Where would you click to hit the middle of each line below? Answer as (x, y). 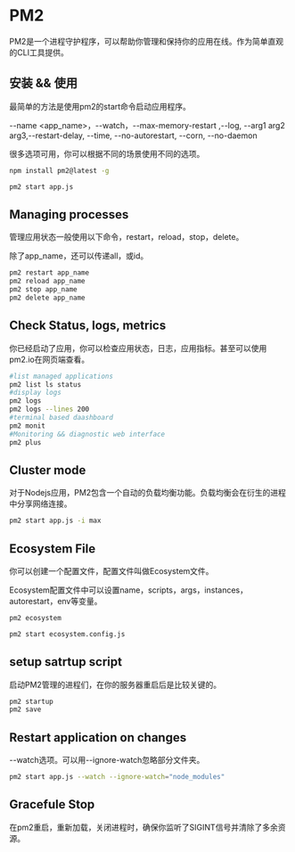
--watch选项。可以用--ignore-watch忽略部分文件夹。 (107, 760)
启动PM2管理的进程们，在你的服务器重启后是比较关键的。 (115, 684)
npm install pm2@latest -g (59, 170)
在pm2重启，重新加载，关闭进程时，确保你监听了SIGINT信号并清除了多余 (143, 827)
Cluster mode (48, 470)
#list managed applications (61, 376)
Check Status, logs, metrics (88, 326)
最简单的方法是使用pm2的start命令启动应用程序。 (100, 106)
